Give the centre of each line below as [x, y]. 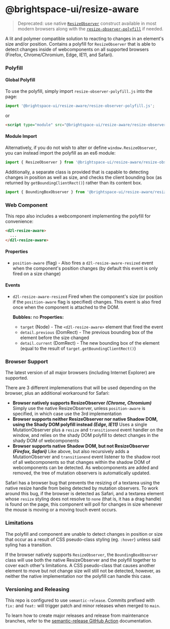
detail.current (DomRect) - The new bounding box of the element [90, 343]
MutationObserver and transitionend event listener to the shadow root [86, 457]
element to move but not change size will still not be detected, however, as [83, 571]
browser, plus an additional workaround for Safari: [57, 393]
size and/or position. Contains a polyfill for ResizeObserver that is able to [80, 44]
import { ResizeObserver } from [39, 162]
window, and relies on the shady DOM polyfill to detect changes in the [86, 435]
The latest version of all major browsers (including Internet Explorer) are [80, 373]
